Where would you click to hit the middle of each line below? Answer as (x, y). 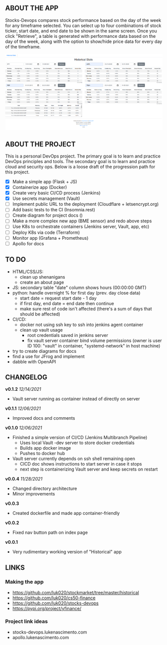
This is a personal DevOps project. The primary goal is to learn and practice (83, 156)
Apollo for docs (28, 243)
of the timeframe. (23, 46)
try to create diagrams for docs (44, 351)
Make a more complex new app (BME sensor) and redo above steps (82, 221)
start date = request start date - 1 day (58, 298)
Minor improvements (34, 494)
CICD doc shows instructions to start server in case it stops (81, 464)
